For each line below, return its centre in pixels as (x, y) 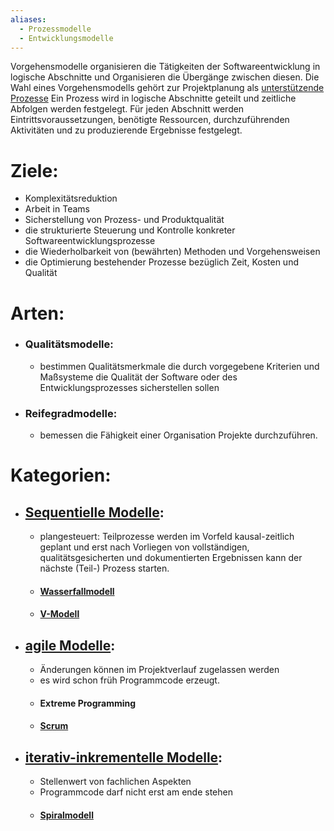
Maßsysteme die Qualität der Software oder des (138, 377)
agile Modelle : (70, 645)
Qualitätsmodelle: (69, 344)
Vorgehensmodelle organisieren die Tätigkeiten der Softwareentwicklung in (165, 67)
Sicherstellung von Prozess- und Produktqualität (124, 220)
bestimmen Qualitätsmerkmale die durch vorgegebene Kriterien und (179, 366)
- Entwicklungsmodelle (66, 38)
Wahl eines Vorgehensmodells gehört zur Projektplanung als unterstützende (167, 88)
